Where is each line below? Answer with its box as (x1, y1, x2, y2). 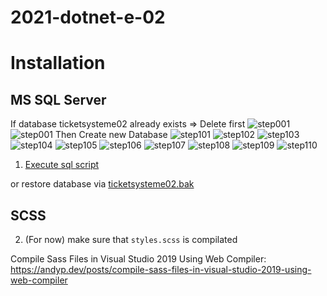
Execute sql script (24, 159, 100, 171)
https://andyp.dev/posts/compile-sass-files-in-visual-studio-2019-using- (10, 264, 312, 275)
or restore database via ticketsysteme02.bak (10, 178, 195, 190)
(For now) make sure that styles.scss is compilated (24, 234, 238, 245)
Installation (10, 52, 106, 75)
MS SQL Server (10, 91, 107, 108)
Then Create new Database (54, 129, 168, 141)
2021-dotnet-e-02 (10, 6, 166, 29)
